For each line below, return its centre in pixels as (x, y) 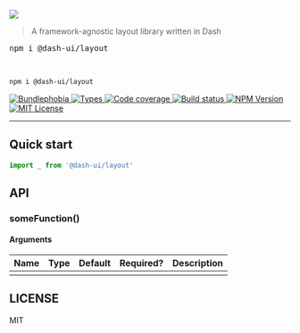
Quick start (41, 145)
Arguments (31, 239)
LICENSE (34, 299)
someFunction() (45, 218)
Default (95, 263)
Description (198, 263)
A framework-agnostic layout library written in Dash (126, 31)
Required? (142, 263)
